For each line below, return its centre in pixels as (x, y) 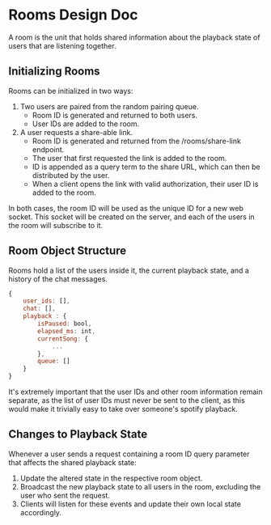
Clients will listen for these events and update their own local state (130, 504)
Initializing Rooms (54, 72)
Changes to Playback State (78, 434)
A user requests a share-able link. (76, 132)
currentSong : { (63, 339)
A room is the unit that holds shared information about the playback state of (134, 37)
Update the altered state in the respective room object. (111, 478)
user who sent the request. (65, 495)
